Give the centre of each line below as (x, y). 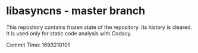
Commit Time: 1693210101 (38, 45)
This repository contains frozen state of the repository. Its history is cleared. (99, 27)
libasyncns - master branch (76, 11)
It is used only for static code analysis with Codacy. (69, 33)
